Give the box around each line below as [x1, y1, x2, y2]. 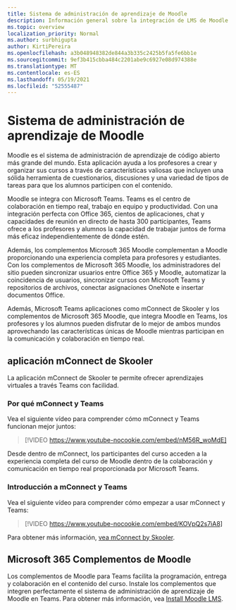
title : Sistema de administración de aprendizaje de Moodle [7, 10, 188, 18]
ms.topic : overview [7, 23, 65, 30]
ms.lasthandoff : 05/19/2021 [7, 75, 90, 83]
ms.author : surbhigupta [7, 37, 77, 44]
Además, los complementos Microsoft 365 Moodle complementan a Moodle [7, 246, 228, 255]
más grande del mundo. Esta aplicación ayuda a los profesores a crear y [7, 159, 217, 167]
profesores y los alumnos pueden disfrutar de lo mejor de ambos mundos [7, 319, 221, 328]
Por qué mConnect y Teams [7, 398, 104, 408]
